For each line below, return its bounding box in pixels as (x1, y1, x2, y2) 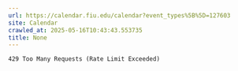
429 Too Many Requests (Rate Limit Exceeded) (8, 55, 160, 63)
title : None (8, 33, 47, 42)
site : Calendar (8, 19, 58, 27)
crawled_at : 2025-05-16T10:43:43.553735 (8, 26, 143, 34)
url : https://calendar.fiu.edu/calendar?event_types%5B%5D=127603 (8, 11, 231, 20)
